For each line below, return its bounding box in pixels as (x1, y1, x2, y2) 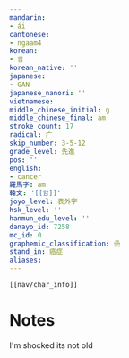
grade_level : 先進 (9, 147, 75, 156)
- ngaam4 (9, 38, 42, 48)
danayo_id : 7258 (9, 222, 70, 231)
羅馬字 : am (9, 181, 47, 190)
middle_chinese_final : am (9, 113, 106, 122)
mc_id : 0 (9, 230, 42, 239)
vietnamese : (9, 96, 54, 106)
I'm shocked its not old (9, 339, 93, 351)
